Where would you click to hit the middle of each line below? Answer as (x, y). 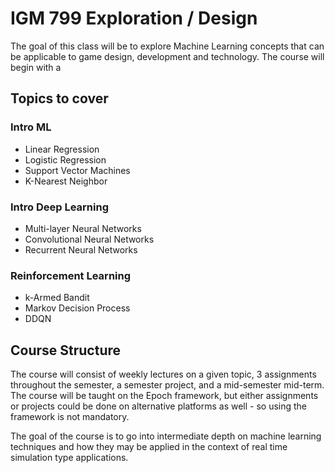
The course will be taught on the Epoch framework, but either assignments (164, 396)
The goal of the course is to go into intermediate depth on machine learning (166, 436)
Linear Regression (62, 149)
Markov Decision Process (77, 308)
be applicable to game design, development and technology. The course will (167, 56)
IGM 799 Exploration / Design (134, 18)
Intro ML (31, 127)
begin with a (36, 67)
